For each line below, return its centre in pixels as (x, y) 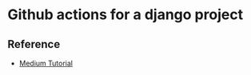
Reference (34, 44)
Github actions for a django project (125, 15)
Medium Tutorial (46, 63)
